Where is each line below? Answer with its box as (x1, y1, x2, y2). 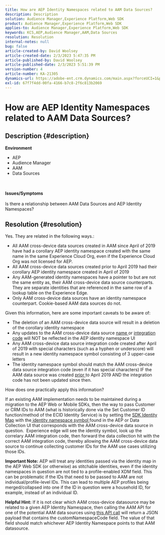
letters (12, 356, 26, 362)
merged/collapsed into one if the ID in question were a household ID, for (5, 484, 151, 491)
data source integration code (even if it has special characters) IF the (12, 367, 152, 373)
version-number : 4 (5, 67, 43, 72)
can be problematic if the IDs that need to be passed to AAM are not (5, 474, 143, 480)
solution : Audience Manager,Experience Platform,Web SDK (5, 16, 124, 21)
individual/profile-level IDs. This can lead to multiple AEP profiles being (5, 479, 149, 485)
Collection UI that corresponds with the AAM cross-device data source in (5, 423, 154, 428)
